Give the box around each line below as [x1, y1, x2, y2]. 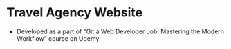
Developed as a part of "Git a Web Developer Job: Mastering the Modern [16, 27, 225, 35]
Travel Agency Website [6, 5, 143, 20]
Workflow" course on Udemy [16, 34, 100, 42]
